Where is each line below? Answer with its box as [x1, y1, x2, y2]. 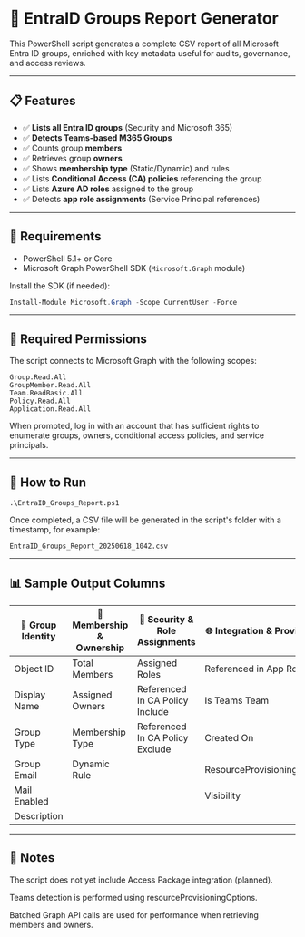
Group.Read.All [9, 373, 67, 382]
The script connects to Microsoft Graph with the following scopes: [9, 356, 257, 366]
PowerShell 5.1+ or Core [22, 253, 113, 264]
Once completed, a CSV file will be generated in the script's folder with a [9, 514, 281, 525]
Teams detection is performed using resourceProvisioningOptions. [9, 892, 258, 903]
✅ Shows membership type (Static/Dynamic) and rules [22, 162, 230, 173]
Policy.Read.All [9, 396, 71, 406]
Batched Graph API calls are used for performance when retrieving [9, 909, 259, 920]
